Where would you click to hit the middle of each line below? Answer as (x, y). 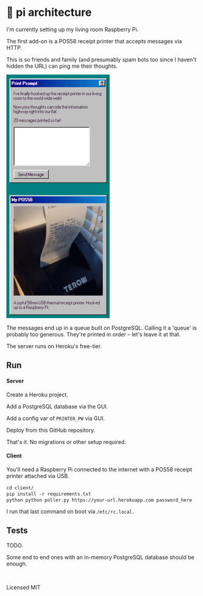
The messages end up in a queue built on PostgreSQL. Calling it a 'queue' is (101, 328)
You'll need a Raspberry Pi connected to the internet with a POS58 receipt (99, 469)
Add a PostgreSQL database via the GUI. (57, 406)
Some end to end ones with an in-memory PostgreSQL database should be (101, 557)
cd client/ (20, 488)
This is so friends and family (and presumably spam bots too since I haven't (101, 59)
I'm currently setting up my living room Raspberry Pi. (73, 29)
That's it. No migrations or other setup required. (66, 442)
